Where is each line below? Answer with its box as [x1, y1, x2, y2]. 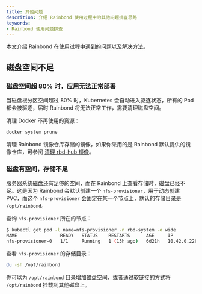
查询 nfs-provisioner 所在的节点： [6, 215, 92, 222]
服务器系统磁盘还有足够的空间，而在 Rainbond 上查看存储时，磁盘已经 [6, 180, 180, 187]
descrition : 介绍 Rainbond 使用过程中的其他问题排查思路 [6, 14, 137, 20]
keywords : [6, 20, 31, 26]
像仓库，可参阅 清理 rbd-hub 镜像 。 [6, 148, 95, 155]
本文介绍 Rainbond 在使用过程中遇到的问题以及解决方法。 [6, 43, 149, 50]
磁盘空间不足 [6, 62, 54, 72]
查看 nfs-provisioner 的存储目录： [6, 249, 92, 257]
